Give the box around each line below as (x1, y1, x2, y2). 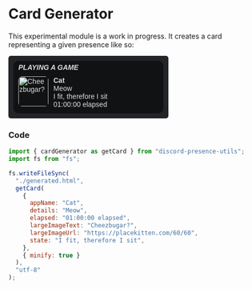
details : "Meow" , (29, 207, 88, 215)
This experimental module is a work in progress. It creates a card (8, 31, 222, 41)
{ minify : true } (22, 251, 81, 259)
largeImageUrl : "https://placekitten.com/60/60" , (29, 229, 198, 237)
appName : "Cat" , (29, 199, 84, 207)
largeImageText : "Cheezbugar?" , (29, 222, 138, 230)
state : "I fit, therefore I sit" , (29, 236, 146, 244)
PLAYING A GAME (18, 62, 79, 72)
